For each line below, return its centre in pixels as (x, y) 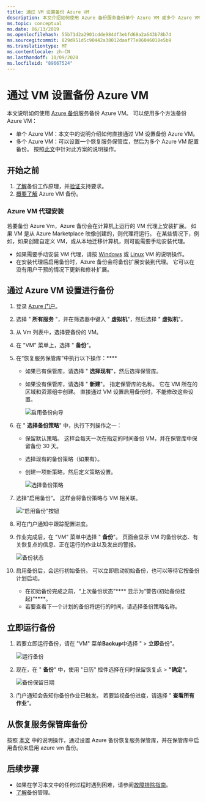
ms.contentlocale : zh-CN (39, 52)
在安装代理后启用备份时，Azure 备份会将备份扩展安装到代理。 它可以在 (105, 262)
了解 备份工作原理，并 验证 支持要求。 (61, 186)
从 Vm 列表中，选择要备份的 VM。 (59, 332)
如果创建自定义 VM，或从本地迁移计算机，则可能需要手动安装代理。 (103, 241)
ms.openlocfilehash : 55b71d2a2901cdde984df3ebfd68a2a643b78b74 (89, 35)
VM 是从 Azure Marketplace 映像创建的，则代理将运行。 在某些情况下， (104, 234)
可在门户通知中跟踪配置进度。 (53, 524)
